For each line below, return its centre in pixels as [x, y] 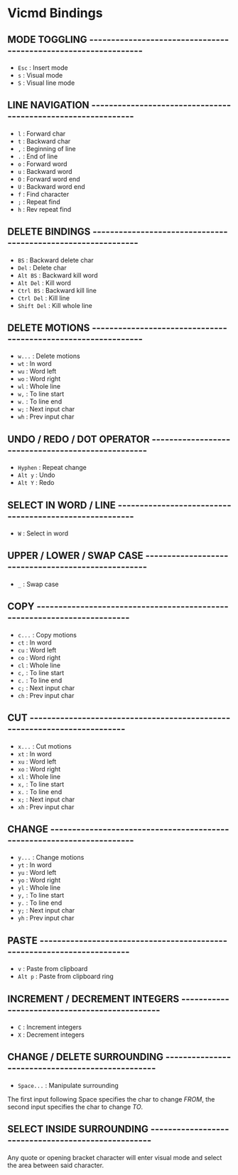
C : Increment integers [49, 1027]
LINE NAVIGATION [49, 105]
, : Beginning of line [47, 148]
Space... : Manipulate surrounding [68, 1085]
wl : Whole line [39, 386]
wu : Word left [37, 371]
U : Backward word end [51, 186]
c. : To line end [40, 680]
